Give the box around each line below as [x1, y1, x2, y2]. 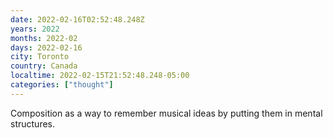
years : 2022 [10, 24, 60, 34]
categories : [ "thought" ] [10, 80, 114, 90]
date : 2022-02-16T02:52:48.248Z [10, 14, 145, 25]
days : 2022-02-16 [10, 42, 83, 53]
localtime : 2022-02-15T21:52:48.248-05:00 [10, 71, 190, 81]
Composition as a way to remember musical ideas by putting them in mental [10, 107, 323, 119]
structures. [10, 117, 55, 130]
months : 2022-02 [10, 33, 78, 43]
